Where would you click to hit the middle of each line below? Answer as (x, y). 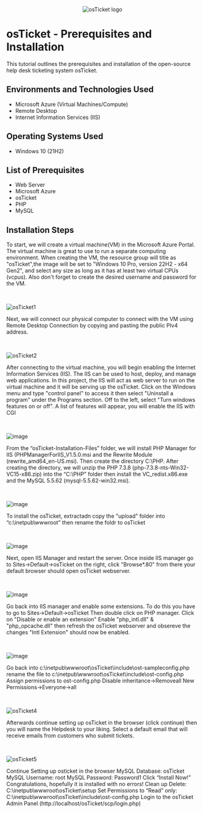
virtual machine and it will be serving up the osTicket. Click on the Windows (101, 387)
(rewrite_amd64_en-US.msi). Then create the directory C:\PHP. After (92, 461)
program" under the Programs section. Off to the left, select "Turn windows (101, 400)
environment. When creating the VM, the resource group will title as (91, 258)
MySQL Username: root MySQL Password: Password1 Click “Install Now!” (98, 778)
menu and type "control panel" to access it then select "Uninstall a (90, 393)
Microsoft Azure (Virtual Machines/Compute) (72, 104)
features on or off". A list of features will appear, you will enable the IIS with (101, 406)
